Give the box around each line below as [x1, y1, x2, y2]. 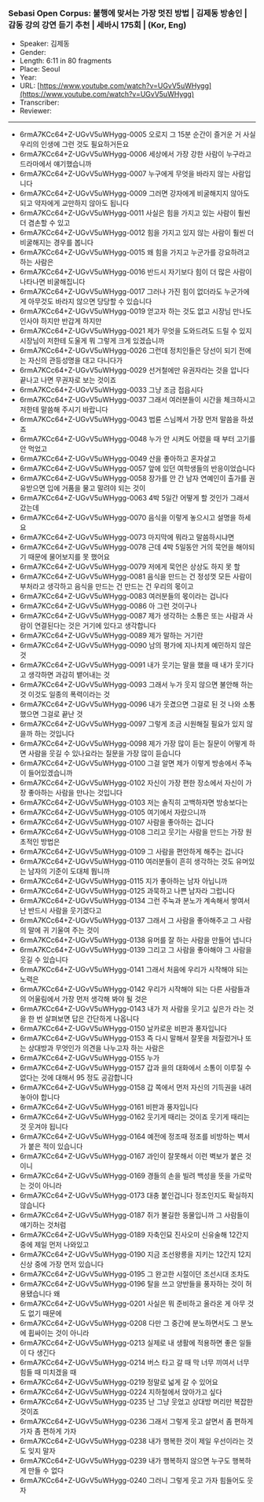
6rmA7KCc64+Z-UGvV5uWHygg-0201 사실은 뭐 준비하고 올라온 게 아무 [19, 1299, 246, 1309]
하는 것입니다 [34, 729, 75, 739]
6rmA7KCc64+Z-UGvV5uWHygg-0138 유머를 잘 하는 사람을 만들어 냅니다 [19, 935, 252, 945]
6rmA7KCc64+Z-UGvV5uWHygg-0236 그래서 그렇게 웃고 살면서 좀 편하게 [19, 1417, 254, 1427]
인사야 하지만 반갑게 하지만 [19, 317, 102, 326]
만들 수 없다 [27, 1466, 64, 1475]
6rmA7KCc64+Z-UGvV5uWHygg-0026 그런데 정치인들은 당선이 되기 [19, 346, 237, 355]
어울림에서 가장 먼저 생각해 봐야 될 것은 [27, 994, 148, 1004]
